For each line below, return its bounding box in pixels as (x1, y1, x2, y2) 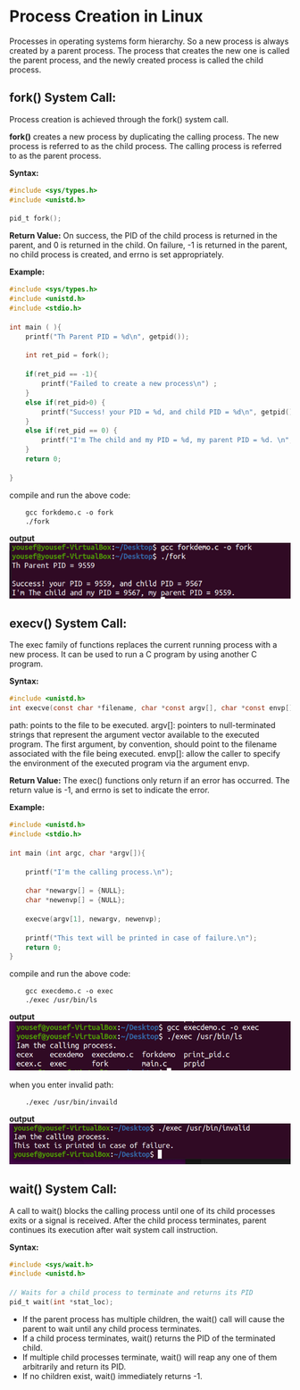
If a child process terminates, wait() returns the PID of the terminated (21, 1333, 276, 1344)
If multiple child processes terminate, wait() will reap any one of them (21, 1352, 278, 1362)
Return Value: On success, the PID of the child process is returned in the (9, 230, 279, 241)
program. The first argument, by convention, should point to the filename (9, 739, 278, 749)
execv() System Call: (9, 616, 128, 632)
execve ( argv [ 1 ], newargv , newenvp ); (25, 914, 162, 924)
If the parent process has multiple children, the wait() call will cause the (21, 1313, 286, 1324)
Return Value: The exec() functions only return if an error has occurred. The (9, 775, 290, 786)
